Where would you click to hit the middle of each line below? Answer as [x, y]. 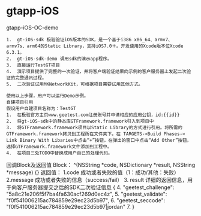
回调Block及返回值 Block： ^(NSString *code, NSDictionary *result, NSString [101, 165]
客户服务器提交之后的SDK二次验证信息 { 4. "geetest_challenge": [95, 187]
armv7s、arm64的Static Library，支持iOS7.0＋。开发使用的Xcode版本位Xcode [95, 46]
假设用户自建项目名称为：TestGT [41, 108]
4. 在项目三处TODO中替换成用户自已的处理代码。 [59, 153]
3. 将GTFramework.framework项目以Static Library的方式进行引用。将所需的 [94, 127]
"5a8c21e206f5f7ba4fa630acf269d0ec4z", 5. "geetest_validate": [87, 194]
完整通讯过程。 [31, 78]
